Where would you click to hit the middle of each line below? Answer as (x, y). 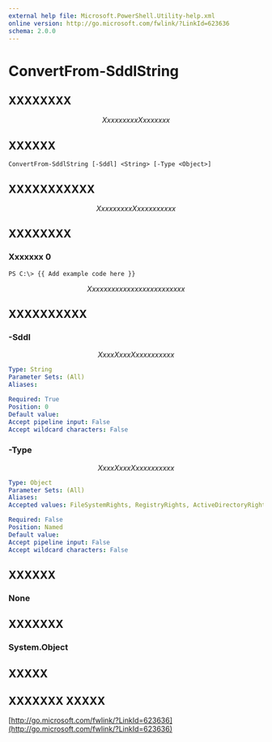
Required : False (36, 520)
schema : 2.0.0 (32, 31)
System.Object (38, 647)
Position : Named (36, 528)
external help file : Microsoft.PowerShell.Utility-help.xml (112, 16)
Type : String (30, 370)
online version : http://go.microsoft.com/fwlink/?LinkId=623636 (119, 23)
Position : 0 (28, 407)
